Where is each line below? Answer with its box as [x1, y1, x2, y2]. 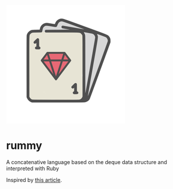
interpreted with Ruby [6, 165, 59, 172]
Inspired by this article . [6, 176, 62, 183]
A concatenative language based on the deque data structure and [6, 158, 168, 165]
